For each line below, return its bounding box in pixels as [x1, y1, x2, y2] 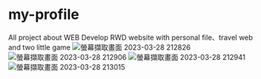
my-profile [8, 6, 79, 24]
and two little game [8, 42, 71, 52]
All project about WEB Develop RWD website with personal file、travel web [8, 32, 254, 42]
